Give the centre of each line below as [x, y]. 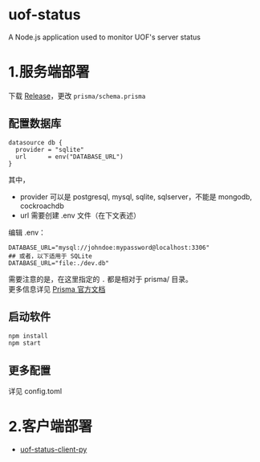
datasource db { [35, 142]
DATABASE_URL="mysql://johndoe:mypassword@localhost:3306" [109, 247]
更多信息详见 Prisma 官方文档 [57, 289]
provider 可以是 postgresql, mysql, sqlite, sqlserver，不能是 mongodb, [136, 196]
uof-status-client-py [53, 449]
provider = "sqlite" [50, 149]
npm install [28, 336]
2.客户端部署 [50, 427]
